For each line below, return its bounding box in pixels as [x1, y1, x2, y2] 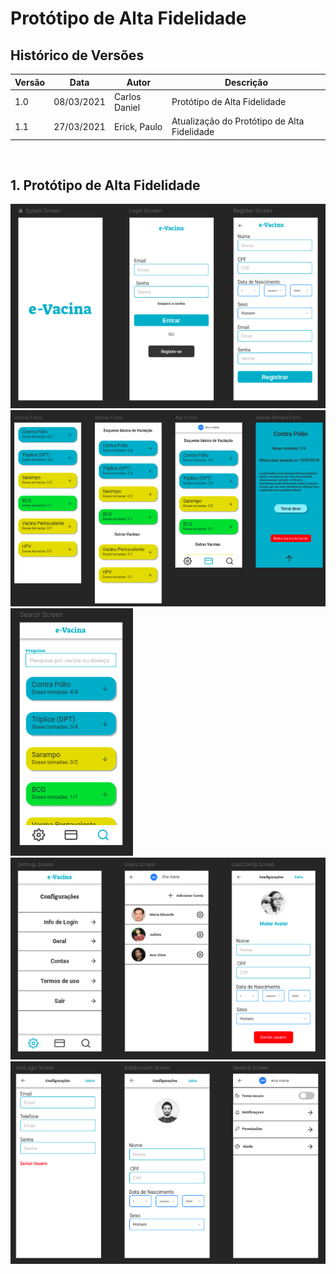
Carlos [113, 90, 142, 102]
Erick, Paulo [113, 120, 163, 132]
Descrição [224, 76, 269, 88]
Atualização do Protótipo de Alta [171, 115, 305, 127]
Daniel [113, 101, 141, 113]
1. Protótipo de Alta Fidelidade [10, 177, 201, 194]
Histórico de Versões [10, 47, 145, 64]
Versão [14, 76, 46, 88]
